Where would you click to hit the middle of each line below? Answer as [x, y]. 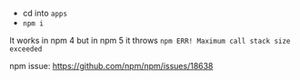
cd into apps [45, 13]
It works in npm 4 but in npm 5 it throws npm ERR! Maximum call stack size [150, 40]
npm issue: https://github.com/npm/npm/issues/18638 [111, 66]
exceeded [26, 49]
